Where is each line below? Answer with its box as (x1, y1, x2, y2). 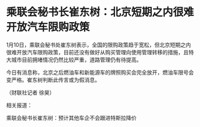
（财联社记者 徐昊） (6, 89, 55, 96)
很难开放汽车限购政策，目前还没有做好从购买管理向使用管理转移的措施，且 (6, 48, 189, 55)
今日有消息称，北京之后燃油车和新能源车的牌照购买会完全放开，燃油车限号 (6, 69, 189, 76)
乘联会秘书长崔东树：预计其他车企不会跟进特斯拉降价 (6, 114, 137, 121)
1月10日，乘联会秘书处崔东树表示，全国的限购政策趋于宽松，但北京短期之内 (6, 41, 192, 48)
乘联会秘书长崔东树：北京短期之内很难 (6, 5, 195, 19)
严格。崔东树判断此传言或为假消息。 (11, 76, 100, 83)
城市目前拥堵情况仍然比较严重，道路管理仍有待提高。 (11, 56, 142, 63)
